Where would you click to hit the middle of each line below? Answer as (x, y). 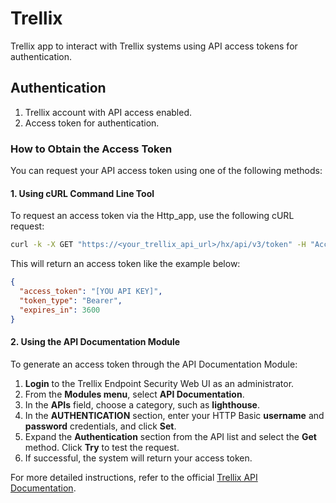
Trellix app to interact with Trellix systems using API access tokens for (154, 46)
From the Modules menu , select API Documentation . (134, 394)
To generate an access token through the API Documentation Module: (154, 364)
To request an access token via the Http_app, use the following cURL (152, 216)
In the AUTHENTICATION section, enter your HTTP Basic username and (174, 415)
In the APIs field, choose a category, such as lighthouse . (142, 404)
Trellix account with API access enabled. (108, 112)
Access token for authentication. (92, 123)
